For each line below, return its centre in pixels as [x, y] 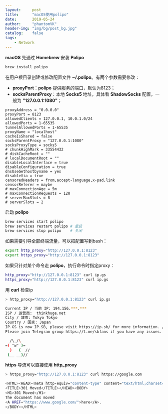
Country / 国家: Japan [28, 322]
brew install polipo [27, 67]
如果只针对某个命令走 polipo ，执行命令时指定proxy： [60, 265]
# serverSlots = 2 [24, 202]
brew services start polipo [34, 221]
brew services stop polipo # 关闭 [44, 231]
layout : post [23, 10]
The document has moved [30, 397]
